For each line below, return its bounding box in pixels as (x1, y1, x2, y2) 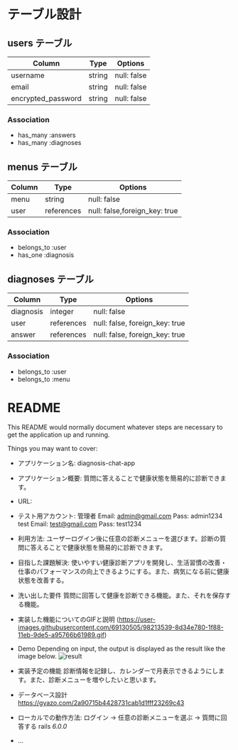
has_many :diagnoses (17, 138, 82, 147)
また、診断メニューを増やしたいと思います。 (29, 675, 160, 684)
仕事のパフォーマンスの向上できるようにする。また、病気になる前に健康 (17, 567, 229, 576)
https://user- (118, 615, 156, 624)
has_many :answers (17, 131, 76, 139)
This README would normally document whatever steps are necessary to (7, 423, 223, 432)
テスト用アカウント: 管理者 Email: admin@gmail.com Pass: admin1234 (17, 512, 223, 521)
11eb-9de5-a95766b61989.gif (17, 631, 105, 639)
